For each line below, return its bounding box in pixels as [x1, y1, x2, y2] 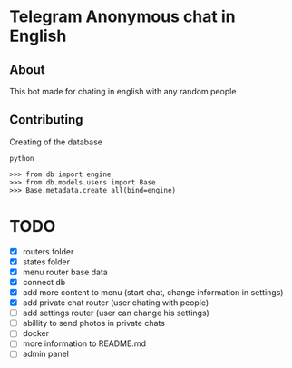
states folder [22, 256, 71, 267]
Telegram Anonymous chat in [9, 6, 236, 27]
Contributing [9, 112, 83, 128]
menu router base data [22, 266, 109, 277]
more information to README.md [22, 338, 147, 349]
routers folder [22, 245, 74, 256]
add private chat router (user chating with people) [22, 297, 209, 308]
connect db [22, 276, 66, 287]
